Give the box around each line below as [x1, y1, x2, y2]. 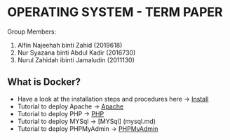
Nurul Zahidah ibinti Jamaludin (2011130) [17, 55, 135, 64]
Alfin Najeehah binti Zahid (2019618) [17, 41, 123, 49]
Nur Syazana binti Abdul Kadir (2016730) [17, 48, 136, 57]
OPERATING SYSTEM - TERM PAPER [7, 4, 223, 20]
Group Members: [7, 27, 57, 36]
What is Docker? [7, 76, 81, 88]
